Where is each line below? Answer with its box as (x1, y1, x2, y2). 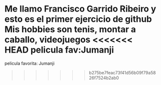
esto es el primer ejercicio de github (4, 14, 152, 25)
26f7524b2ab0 (89, 75, 119, 81)
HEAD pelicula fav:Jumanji (4, 44, 114, 56)
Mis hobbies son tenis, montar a (4, 24, 136, 35)
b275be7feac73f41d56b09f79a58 (89, 70, 156, 75)
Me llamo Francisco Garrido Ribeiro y (4, 3, 156, 14)
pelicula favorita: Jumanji (4, 60, 55, 66)
